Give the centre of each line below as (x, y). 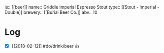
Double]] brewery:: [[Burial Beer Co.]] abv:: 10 (51, 12)
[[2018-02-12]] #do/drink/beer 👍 (45, 46)
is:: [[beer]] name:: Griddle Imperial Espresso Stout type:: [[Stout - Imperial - (82, 7)
